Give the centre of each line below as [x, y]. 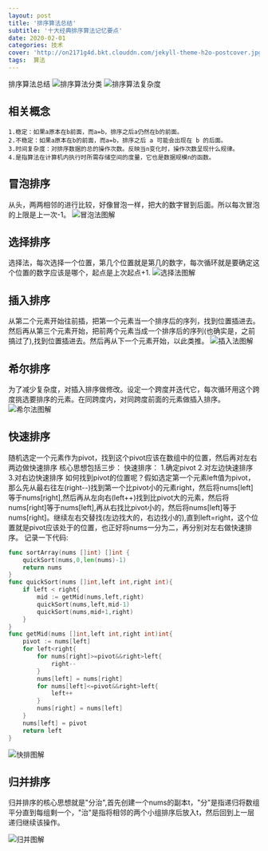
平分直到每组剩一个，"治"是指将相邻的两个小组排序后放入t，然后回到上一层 [132, 813]
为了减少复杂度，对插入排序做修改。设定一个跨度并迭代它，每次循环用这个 [130, 389]
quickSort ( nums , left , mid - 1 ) [83, 604]
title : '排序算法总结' [42, 23]
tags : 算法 [27, 61]
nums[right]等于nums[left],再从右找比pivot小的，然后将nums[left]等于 [122, 507]
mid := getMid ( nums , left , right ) [91, 597]
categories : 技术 [36, 46]
